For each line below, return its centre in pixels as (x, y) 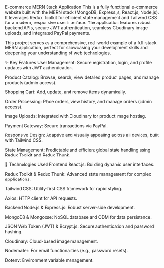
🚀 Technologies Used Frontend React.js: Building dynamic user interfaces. (80, 164)
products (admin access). (31, 82)
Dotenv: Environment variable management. (49, 260)
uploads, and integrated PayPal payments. (48, 33)
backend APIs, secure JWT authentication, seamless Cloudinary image (77, 28)
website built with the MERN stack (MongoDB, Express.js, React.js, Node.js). (82, 12)
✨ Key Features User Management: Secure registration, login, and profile (79, 62)
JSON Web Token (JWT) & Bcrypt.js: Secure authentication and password (80, 226)
